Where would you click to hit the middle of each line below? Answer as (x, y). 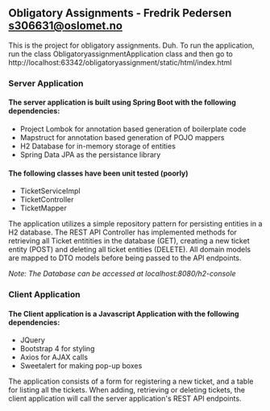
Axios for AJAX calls (54, 357)
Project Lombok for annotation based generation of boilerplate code (133, 129)
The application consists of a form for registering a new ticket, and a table (131, 381)
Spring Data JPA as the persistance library (90, 154)
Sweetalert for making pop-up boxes (81, 366)
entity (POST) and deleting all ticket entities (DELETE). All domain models (130, 250)
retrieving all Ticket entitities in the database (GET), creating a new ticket (129, 241)
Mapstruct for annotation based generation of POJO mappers (122, 137)
